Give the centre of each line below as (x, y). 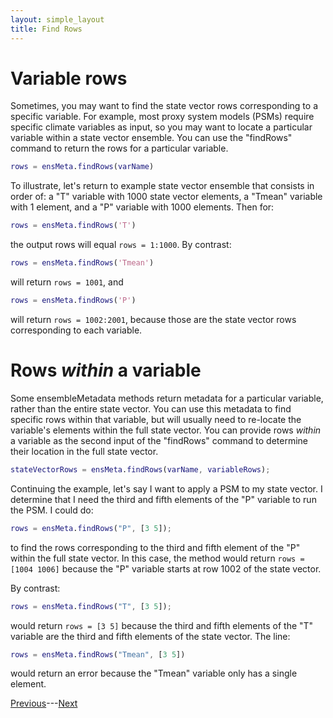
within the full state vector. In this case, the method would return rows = (157, 558)
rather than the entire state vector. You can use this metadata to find (151, 408)
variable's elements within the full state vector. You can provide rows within (166, 430)
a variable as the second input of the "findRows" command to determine (159, 440)
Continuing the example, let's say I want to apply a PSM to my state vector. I (166, 488)
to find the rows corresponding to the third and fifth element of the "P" (155, 547)
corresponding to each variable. (76, 330)
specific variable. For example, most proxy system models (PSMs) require (162, 117)
